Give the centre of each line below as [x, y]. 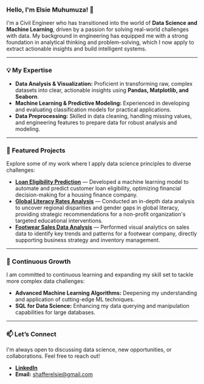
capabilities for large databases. [55, 312]
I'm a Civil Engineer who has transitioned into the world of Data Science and [102, 23]
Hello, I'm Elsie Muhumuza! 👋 [50, 10]
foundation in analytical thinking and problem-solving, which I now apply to [100, 43]
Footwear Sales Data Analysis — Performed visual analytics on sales [102, 227]
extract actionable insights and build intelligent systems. [76, 49]
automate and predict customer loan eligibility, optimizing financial [98, 188]
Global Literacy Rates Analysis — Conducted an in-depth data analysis [105, 201]
